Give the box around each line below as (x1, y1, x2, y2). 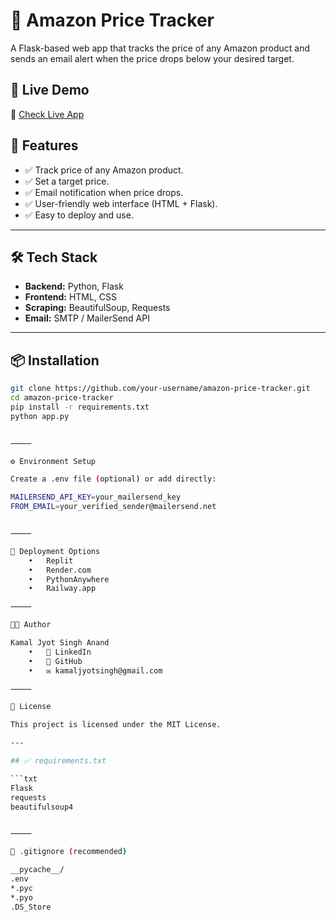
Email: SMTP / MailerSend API (24, 312, 150, 324)
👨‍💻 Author (10, 620, 52, 630)
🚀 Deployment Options (10, 546, 101, 556)
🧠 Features (10, 137, 79, 154)
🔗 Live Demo (10, 82, 90, 99)
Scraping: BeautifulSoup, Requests (24, 302, 171, 314)
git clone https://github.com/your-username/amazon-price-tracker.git (10, 384, 311, 394)
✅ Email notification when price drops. (24, 186, 184, 198)
